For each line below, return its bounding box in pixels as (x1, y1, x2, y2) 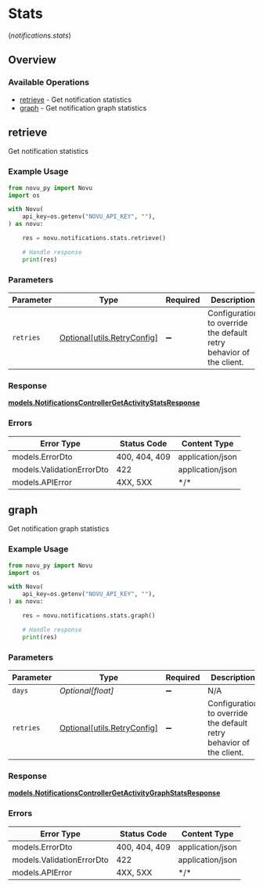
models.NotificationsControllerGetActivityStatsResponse (8, 398, 200, 408)
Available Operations (8, 77, 90, 88)
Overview (8, 53, 57, 67)
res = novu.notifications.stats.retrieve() (22, 235, 167, 242)
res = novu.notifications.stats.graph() (22, 612, 156, 620)
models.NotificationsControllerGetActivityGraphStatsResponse (8, 788, 221, 798)
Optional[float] (59, 686, 114, 697)
